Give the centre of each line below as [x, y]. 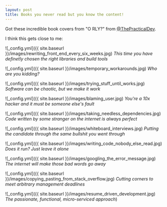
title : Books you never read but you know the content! [64, 14]
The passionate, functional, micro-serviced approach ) [61, 199]
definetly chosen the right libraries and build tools [56, 58]
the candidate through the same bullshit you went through [65, 133]
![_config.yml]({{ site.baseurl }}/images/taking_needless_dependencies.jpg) [83, 113]
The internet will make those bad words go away [55, 163]
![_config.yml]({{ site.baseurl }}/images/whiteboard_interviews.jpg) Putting [82, 128]
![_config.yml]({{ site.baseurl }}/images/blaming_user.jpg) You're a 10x [77, 98]
